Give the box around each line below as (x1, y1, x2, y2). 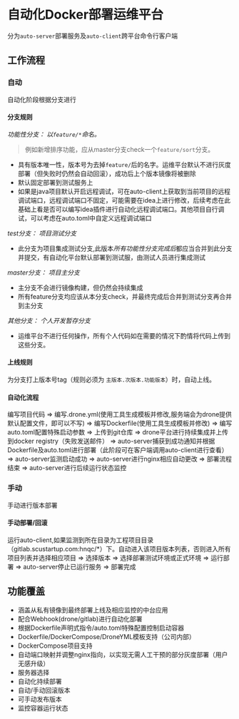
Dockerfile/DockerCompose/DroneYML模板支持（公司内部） (17, 632, 196, 641)
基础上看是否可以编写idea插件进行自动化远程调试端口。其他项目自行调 (17, 205, 225, 213)
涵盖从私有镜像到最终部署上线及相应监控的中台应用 (17, 606, 168, 614)
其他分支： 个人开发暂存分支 (7, 316, 91, 325)
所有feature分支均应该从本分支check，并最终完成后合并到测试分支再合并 (17, 292, 232, 300)
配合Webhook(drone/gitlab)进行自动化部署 (17, 614, 143, 623)
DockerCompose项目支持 (17, 641, 93, 650)
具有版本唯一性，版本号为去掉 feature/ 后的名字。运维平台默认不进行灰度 (17, 160, 232, 168)
